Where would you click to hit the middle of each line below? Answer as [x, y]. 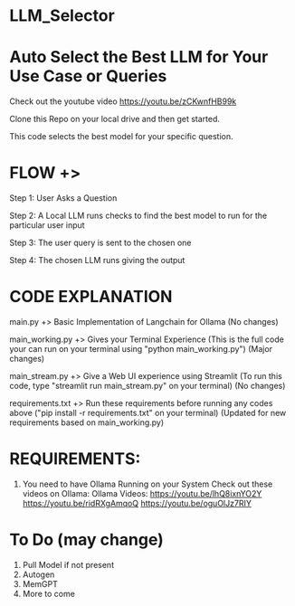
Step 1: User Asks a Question [63, 198]
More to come [48, 593]
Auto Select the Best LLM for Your [139, 57]
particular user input [47, 225]
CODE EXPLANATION [91, 297]
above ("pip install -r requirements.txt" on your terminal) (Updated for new [148, 413]
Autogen [38, 574]
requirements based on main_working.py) [87, 422]
